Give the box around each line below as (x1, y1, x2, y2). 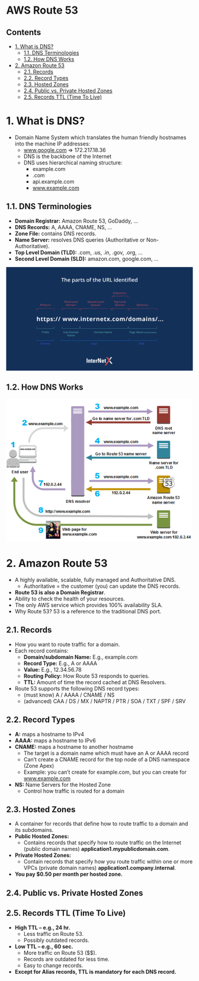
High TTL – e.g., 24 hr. (14, 924, 70, 931)
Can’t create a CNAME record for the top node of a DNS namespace (23, 755, 190, 763)
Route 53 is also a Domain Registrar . (14, 588, 105, 596)
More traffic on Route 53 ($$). (23, 949, 97, 956)
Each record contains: (14, 647, 69, 654)
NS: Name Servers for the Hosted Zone (14, 781, 111, 788)
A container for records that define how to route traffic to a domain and (14, 820, 188, 827)
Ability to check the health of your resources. (14, 595, 126, 602)
